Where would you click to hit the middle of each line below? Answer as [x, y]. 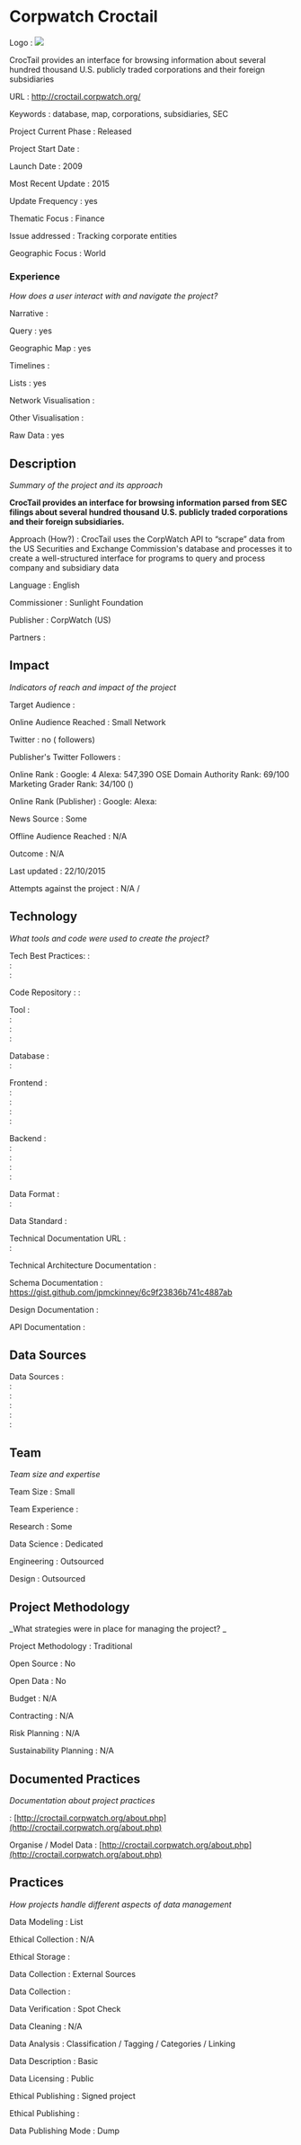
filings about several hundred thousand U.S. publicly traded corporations [149, 512]
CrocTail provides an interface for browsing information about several [138, 59]
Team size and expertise [55, 1475]
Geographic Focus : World [58, 253]
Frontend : [28, 1082]
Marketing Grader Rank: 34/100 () [71, 784]
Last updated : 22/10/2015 [58, 871]
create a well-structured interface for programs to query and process [137, 558]
